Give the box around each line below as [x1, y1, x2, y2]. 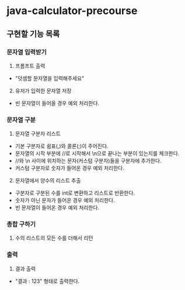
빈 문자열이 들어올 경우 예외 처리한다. [15, 100, 100, 107]
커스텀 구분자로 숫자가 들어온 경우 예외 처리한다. [15, 165, 124, 172]
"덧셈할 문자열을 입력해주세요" [15, 74, 85, 81]
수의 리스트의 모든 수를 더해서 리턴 [15, 234, 93, 241]
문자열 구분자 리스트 [15, 130, 61, 137]
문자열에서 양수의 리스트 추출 [15, 177, 81, 184]
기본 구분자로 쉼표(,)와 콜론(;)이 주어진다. [15, 142, 109, 150]
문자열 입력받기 [6, 48, 47, 56]
